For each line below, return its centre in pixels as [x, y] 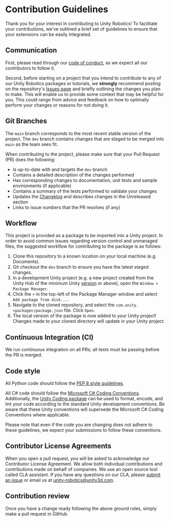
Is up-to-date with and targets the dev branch [60, 169]
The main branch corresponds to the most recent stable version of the [78, 133]
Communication [31, 50]
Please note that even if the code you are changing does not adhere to [79, 425]
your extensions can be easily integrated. [48, 34]
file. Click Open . [80, 310]
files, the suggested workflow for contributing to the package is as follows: [83, 246]
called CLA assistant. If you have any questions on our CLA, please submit [83, 475]
